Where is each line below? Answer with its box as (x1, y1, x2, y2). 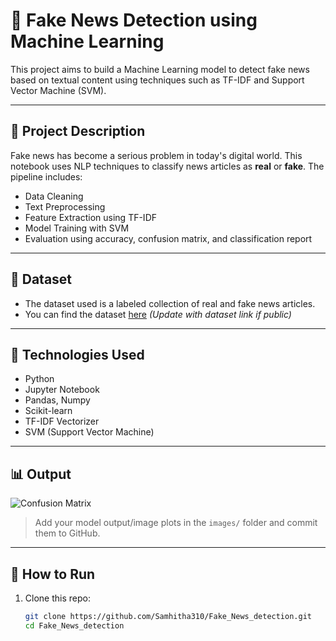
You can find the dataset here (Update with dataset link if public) (24, 308, 292, 320)
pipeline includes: (10, 170, 83, 183)
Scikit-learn (24, 405, 73, 417)
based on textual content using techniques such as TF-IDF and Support (10, 74, 305, 86)
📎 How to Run (10, 565, 96, 583)
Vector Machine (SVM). (10, 84, 107, 96)
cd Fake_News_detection (24, 620, 125, 631)
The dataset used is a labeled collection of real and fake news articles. (24, 297, 316, 309)
